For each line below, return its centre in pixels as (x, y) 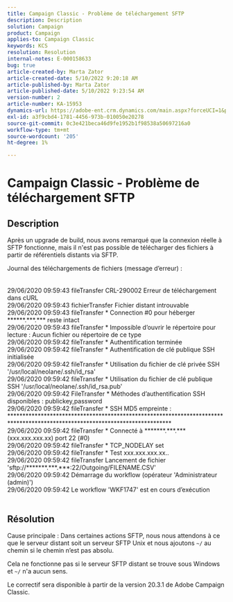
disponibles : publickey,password (55, 401)
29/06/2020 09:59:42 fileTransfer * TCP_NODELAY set (86, 446)
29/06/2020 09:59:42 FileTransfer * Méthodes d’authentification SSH (106, 394)
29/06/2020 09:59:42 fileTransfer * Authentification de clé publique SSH (111, 350)
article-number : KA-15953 (44, 104)
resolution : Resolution (42, 53)
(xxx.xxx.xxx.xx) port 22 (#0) (49, 438)
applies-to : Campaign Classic (51, 40)
